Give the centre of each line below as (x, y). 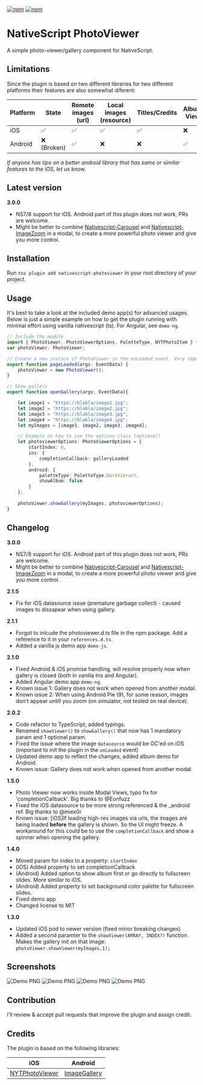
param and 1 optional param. (51, 737)
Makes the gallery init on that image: (61, 941)
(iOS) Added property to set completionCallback (75, 867)
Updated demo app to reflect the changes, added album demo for (97, 756)
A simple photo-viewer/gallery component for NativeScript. (80, 50)
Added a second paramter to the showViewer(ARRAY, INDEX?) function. (102, 935)
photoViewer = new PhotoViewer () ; (61, 370)
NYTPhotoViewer (34, 1073)
